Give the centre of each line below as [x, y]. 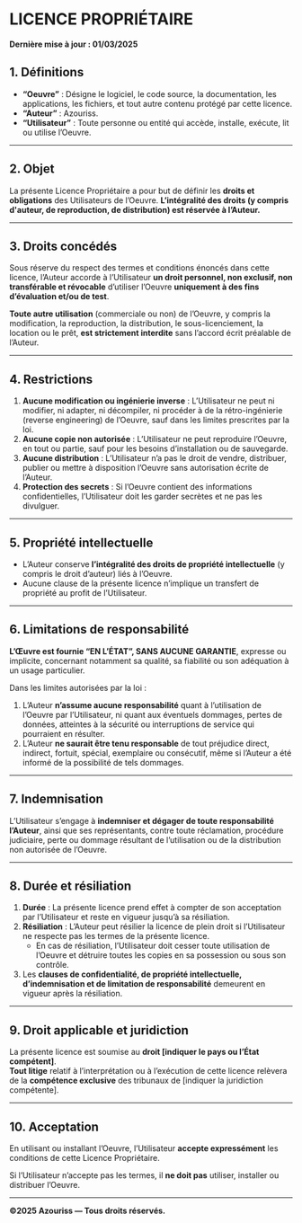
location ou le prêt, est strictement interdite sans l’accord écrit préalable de [151, 333]
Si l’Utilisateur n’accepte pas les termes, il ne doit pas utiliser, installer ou [144, 1175]
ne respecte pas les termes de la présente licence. [116, 936]
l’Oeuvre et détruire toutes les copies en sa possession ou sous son [161, 955]
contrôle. [52, 965]
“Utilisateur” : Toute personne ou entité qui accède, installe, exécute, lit [155, 122]
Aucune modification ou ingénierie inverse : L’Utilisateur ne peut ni [148, 401]
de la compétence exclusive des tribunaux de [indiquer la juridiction [136, 1081]
